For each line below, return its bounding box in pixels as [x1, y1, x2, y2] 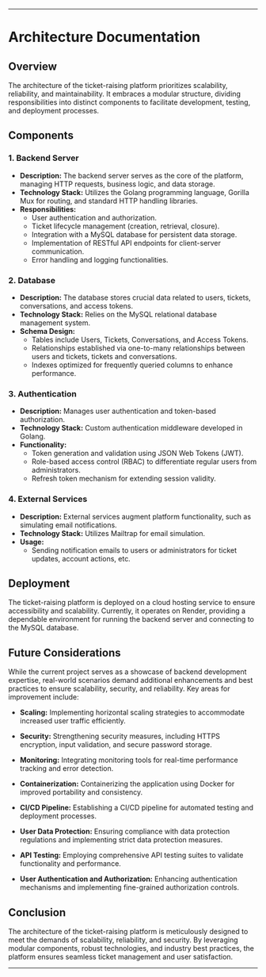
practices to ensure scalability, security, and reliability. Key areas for [8, 684, 231, 694]
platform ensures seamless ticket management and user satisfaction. [8, 952, 234, 962]
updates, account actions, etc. [31, 554, 131, 563]
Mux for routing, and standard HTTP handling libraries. [19, 196, 198, 205]
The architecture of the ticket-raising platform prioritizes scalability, [8, 81, 228, 90]
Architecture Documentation [8, 29, 201, 46]
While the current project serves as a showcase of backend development [8, 667, 247, 676]
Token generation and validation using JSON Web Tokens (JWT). [31, 449, 244, 458]
